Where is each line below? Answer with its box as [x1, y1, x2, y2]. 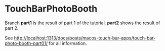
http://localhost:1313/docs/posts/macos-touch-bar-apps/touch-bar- [14, 35, 156, 41]
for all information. [49, 40, 87, 46]
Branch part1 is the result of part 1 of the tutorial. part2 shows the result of [5, 20, 160, 26]
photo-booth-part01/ [5, 40, 48, 46]
